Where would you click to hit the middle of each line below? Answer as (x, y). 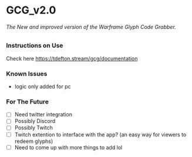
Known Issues (27, 74)
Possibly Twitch (33, 128)
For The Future (27, 102)
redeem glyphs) (34, 141)
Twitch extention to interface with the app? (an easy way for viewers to (100, 134)
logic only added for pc (43, 86)
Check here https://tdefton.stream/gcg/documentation (72, 58)
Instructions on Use (35, 46)
